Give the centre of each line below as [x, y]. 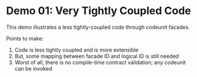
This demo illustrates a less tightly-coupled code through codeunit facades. [98, 27]
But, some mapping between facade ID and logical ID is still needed [97, 56]
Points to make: [25, 38]
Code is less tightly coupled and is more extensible [76, 50]
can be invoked [33, 68]
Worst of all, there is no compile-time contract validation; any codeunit [100, 62]
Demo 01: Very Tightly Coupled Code [99, 11]
